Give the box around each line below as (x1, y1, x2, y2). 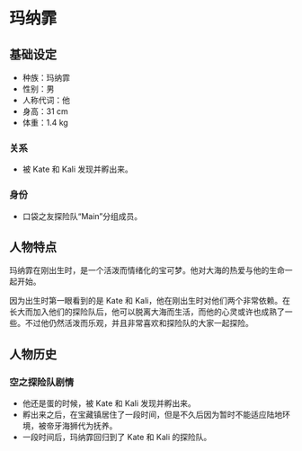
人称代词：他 (22, 95, 70, 105)
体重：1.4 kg (22, 118, 69, 128)
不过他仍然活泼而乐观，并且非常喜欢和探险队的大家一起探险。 (24, 318, 253, 329)
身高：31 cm (22, 106, 69, 117)
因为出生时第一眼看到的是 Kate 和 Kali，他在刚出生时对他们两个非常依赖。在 (9, 296, 290, 306)
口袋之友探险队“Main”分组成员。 (22, 210, 143, 221)
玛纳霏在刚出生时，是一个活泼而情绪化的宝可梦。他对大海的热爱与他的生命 (9, 265, 285, 276)
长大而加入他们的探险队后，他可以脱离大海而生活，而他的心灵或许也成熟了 (9, 306, 285, 317)
